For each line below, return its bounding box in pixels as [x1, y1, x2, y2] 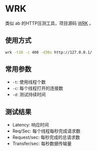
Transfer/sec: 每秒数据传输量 [12, 140, 72, 146]
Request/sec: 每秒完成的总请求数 [12, 134, 81, 140]
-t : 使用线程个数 [12, 79, 46, 85]
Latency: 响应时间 [12, 122, 49, 128]
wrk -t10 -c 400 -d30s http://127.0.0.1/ [5, 49, 93, 55]
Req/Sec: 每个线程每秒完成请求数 [12, 128, 81, 134]
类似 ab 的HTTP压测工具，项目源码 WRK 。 [5, 20, 94, 26]
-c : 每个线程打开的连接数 [12, 85, 64, 91]
